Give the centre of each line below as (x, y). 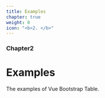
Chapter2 (20, 49)
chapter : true (24, 17)
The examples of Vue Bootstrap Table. (53, 89)
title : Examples (26, 11)
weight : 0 (18, 22)
